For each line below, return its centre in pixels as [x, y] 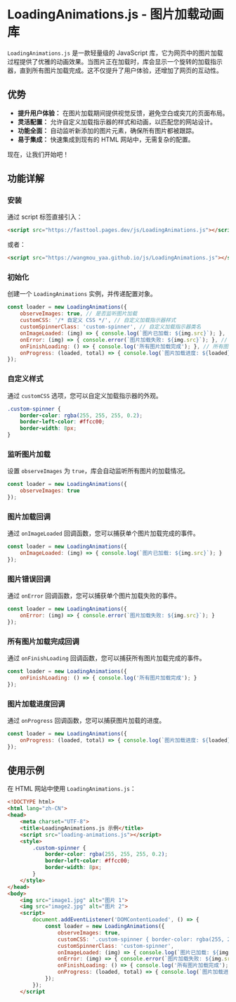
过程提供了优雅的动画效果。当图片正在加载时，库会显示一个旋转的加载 [109, 61]
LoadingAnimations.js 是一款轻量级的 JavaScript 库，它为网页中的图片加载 [115, 53]
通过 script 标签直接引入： [45, 217]
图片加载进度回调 [36, 704]
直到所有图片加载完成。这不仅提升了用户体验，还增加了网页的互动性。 [121, 70]
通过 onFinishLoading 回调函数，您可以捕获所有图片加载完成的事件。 [106, 658]
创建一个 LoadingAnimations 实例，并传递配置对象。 [82, 294]
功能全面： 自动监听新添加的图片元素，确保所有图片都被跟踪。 [107, 130]
